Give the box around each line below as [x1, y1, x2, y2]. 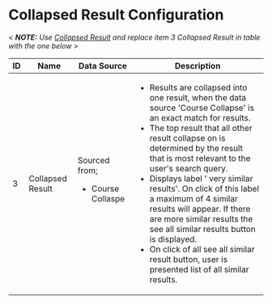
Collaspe [91, 192, 125, 204]
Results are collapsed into [149, 82, 248, 93]
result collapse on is [149, 132, 226, 143]
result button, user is [149, 253, 228, 264]
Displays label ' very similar [149, 172, 253, 184]
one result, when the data [149, 91, 247, 103]
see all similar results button [149, 223, 257, 234]
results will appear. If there [149, 203, 251, 214]
